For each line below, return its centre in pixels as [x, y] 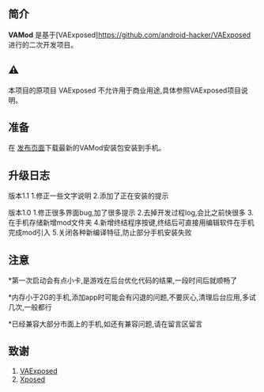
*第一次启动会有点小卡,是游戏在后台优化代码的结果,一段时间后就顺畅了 [123, 280]
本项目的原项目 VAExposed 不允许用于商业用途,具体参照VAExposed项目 [124, 90]
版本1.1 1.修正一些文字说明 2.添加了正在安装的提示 [89, 196]
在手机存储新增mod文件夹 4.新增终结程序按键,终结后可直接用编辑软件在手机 [131, 223]
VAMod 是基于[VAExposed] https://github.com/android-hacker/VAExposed [130, 35]
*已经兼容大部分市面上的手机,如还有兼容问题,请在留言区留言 [106, 324]
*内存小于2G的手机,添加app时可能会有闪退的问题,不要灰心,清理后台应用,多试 [132, 297]
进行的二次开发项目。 [43, 44]
